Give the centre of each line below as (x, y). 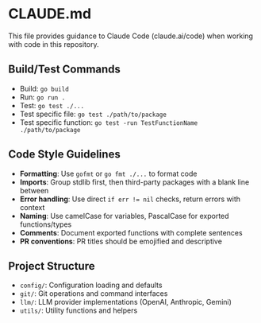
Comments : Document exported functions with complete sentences (131, 232)
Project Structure (52, 266)
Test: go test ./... (52, 105)
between (34, 190)
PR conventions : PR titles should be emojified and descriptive (121, 241)
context (32, 207)
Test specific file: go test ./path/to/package (93, 114)
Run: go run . (42, 97)
